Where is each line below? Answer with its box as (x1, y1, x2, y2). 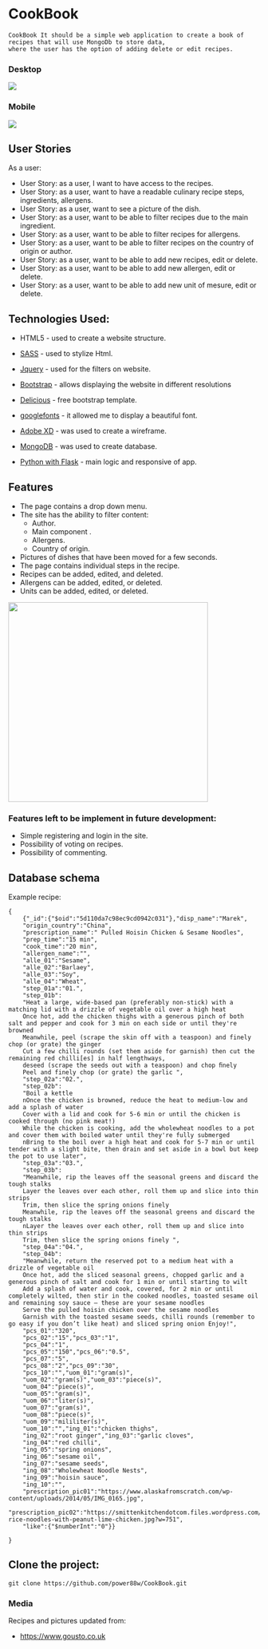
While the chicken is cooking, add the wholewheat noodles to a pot (22, 1124, 255, 1132)
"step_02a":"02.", (22, 1076, 84, 1084)
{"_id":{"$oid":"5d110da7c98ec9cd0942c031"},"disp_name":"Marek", (22, 915, 248, 923)
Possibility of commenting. (19, 848, 108, 858)
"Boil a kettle (22, 1089, 73, 1098)
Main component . (31, 526, 92, 536)
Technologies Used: (8, 312, 110, 326)
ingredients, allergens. (19, 196, 93, 205)
